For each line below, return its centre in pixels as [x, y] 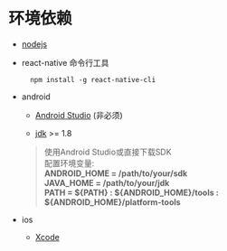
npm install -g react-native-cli [93, 79]
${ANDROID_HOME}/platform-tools [113, 202]
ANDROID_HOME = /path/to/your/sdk [116, 173]
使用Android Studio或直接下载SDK [108, 152]
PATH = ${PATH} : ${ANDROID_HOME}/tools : [131, 192]
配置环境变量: [69, 163]
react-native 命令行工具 [65, 62]
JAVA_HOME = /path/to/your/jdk [107, 182]
